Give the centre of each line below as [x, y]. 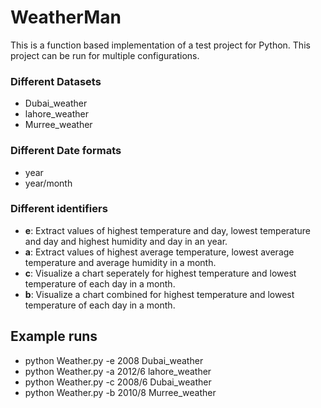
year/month [48, 183]
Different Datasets [56, 81]
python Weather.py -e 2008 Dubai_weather [114, 360]
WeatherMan [66, 17]
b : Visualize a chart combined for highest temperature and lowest [159, 294]
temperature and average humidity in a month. [120, 262]
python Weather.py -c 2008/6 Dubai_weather [118, 382]
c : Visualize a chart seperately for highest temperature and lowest [160, 273]
